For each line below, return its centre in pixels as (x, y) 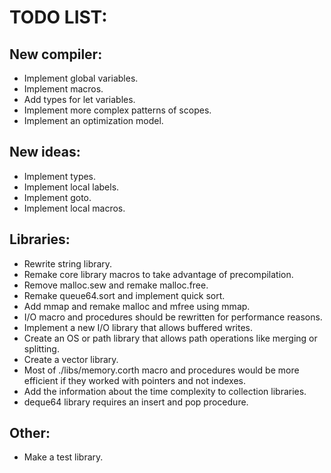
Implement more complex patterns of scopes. (117, 110)
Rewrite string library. (68, 263)
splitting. (41, 348)
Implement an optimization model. (93, 120)
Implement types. (60, 176)
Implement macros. (63, 89)
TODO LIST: (58, 17)
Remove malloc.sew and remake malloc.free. (116, 285)
